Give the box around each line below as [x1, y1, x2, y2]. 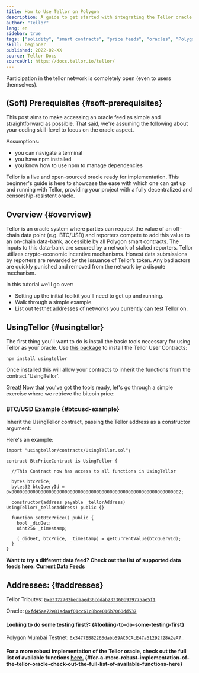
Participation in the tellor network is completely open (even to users [6, 75, 172, 82]
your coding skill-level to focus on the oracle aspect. [6, 126, 134, 133]
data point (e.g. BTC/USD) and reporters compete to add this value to [20, 232, 190, 239]
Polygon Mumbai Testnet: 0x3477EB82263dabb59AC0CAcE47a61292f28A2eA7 [6, 634, 182, 641]
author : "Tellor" [6, 20, 49, 25]
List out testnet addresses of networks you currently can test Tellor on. [14, 305, 188, 312]
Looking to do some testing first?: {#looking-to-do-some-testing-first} [6, 621, 185, 628]
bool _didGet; [17, 520, 52, 527]
